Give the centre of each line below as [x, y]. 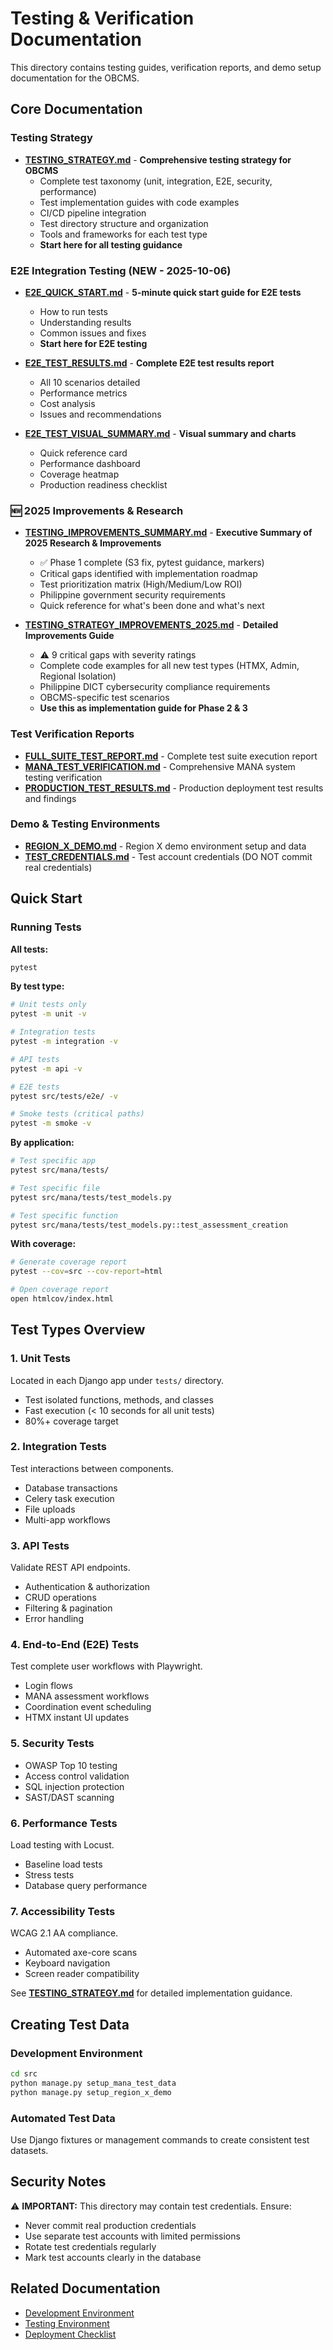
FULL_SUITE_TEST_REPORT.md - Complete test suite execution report [171, 756]
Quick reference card [83, 453]
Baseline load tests [63, 1864]
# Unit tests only [48, 1005]
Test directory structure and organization [124, 223]
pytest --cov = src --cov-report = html [86, 1272]
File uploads [50, 1509]
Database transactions [71, 1488]
